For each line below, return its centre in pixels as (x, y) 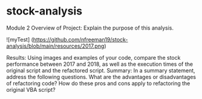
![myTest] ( (20, 39)
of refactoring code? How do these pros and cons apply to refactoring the (98, 83)
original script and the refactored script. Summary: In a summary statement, (101, 70)
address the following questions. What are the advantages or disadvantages (101, 77)
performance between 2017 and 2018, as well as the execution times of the (100, 64)
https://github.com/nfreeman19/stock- (80, 39)
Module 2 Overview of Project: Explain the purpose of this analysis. (90, 28)
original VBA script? (31, 89)
